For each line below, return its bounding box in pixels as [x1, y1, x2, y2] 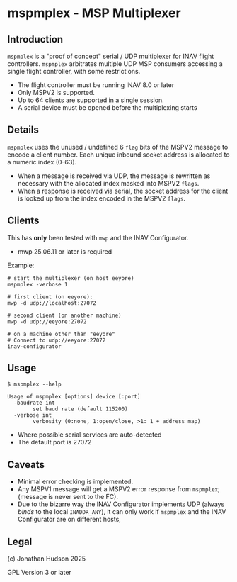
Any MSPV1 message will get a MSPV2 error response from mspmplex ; [17, 485, 221, 493]
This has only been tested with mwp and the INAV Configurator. [7, 233, 189, 242]
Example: [7, 261, 35, 269]
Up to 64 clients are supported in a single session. [17, 96, 164, 104]
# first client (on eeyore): [7, 293, 93, 301]
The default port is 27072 [17, 438, 92, 447]
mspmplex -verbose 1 [7, 281, 69, 288]
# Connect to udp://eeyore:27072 [7, 337, 106, 344]
